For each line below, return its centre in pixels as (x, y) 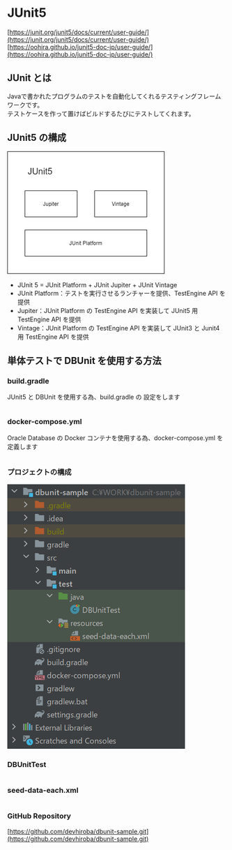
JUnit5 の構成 (37, 138)
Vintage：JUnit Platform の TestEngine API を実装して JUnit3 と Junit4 (118, 328)
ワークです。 (25, 105)
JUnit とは (30, 78)
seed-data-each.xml (43, 791)
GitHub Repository (39, 816)
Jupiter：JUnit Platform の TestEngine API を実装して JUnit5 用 (108, 310)
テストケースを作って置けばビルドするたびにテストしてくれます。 (101, 114)
